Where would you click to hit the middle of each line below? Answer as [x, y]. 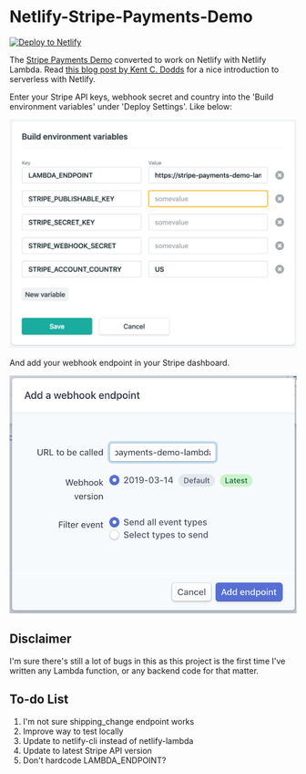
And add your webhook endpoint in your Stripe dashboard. [120, 363]
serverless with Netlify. [52, 78]
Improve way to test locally [73, 731]
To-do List [39, 700]
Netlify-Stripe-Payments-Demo [131, 17]
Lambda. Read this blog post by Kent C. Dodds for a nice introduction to [144, 69]
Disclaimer [41, 639]
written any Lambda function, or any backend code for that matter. [134, 670]
